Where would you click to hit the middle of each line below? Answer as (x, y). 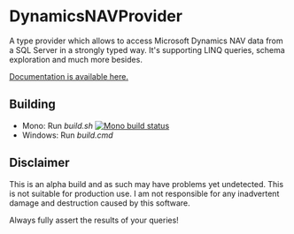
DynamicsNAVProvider (96, 16)
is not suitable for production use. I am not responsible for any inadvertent (144, 193)
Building (32, 105)
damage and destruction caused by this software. (100, 203)
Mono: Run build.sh (57, 125)
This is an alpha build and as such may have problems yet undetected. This (147, 184)
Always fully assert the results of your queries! (94, 220)
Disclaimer (39, 163)
